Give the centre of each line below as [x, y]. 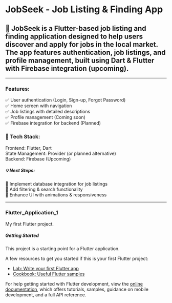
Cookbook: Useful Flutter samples [49, 274]
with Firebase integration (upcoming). [67, 68]
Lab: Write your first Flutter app [46, 268]
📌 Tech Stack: [23, 137]
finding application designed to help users [74, 36]
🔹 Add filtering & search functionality [44, 189]
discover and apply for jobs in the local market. [82, 44]
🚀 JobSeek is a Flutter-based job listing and [76, 28]
